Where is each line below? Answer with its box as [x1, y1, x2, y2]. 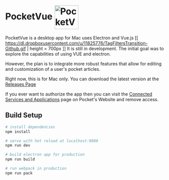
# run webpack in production [5, 166, 67, 171]
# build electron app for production [5, 152, 85, 157]
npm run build [5, 157, 35, 162]
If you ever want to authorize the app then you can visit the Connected [5, 91, 153, 97]
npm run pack [5, 170, 33, 175]
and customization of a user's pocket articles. [5, 66, 101, 72]
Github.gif [5, 46, 26, 52]
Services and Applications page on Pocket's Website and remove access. [5, 96, 159, 102]
